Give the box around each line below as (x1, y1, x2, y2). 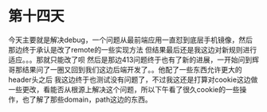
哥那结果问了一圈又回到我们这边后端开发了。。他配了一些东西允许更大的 (8, 64, 242, 74)
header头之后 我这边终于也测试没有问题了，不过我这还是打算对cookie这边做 (8, 75, 258, 84)
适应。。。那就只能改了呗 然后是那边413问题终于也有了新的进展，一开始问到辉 (8, 55, 260, 64)
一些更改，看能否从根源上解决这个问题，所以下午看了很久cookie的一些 (8, 84, 241, 94)
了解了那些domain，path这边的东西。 (29, 95, 153, 104)
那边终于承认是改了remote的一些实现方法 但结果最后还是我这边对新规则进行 (8, 44, 257, 54)
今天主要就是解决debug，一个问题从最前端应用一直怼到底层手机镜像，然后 (8, 35, 253, 44)
